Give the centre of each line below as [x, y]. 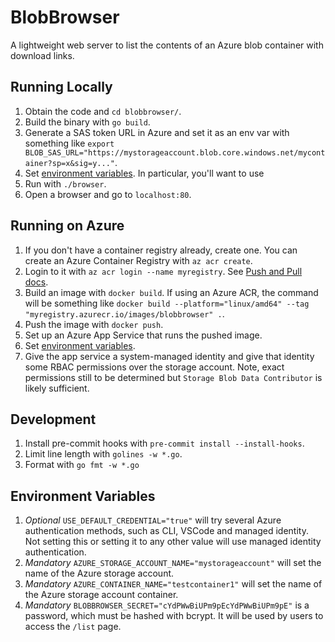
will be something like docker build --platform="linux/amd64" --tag [167, 303]
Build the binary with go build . [87, 122]
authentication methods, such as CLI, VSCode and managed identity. [166, 531]
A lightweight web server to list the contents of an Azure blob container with [167, 45]
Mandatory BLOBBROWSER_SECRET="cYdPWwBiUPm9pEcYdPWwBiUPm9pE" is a [167, 605]
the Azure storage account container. [101, 595]
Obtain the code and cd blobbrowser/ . [103, 111]
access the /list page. [73, 627]
